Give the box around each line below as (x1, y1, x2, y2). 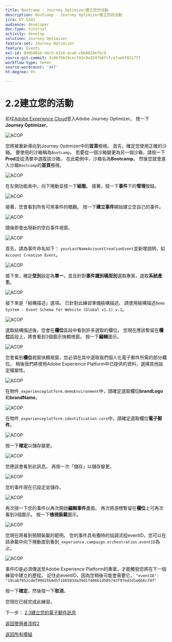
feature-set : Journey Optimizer (5, 41, 74, 46)
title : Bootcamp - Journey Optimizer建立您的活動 (5, 7, 109, 13)
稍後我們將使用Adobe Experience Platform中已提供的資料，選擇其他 (15, 360, 159, 367)
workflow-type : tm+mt (5, 60, 52, 65)
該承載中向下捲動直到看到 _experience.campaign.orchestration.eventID (5, 538, 156, 545)
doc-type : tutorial (5, 27, 47, 32)
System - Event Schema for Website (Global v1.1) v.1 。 (5, 306, 127, 312)
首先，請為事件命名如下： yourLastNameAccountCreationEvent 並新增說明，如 (5, 245, 165, 251)
